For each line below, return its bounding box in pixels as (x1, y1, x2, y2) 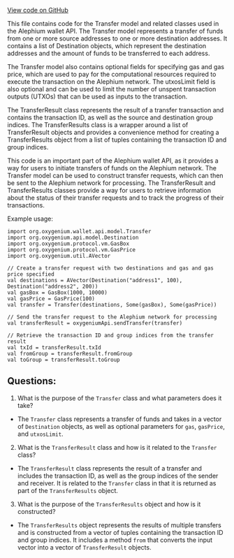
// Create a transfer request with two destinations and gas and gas (7, 265, 214, 272)
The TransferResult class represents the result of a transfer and (17, 464, 203, 472)
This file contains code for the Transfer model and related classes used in (7, 20, 219, 27)
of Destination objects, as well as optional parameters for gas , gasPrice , (17, 422, 226, 430)
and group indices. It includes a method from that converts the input (17, 536, 213, 544)
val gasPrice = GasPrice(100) (7, 295, 96, 302)
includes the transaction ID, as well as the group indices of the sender (17, 471, 219, 480)
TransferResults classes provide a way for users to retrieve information (7, 186, 212, 194)
